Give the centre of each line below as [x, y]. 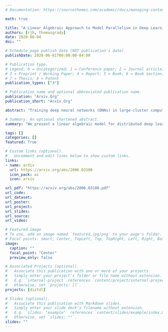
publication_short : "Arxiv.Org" [39, 101]
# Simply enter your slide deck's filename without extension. [74, 308]
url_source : [17, 216]
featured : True [21, 142]
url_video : [16, 221]
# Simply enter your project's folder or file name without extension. [84, 276]
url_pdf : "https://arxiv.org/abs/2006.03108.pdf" [58, 188]
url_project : [19, 207]
